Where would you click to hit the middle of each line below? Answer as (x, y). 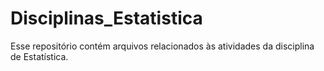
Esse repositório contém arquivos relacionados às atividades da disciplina (162, 46)
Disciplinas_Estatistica (106, 18)
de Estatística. (39, 56)
